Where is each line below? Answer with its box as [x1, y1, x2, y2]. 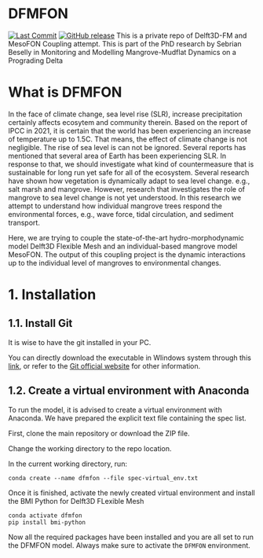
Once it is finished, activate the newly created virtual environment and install [8, 488, 255, 497]
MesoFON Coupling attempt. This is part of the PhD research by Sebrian [8, 39, 242, 48]
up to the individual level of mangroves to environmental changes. [8, 258, 221, 267]
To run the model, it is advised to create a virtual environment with [8, 405, 222, 414]
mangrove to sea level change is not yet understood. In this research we [8, 193, 242, 202]
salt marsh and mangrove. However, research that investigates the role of [8, 184, 246, 193]
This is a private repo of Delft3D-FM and [116, 31, 247, 40]
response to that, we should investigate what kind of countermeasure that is [8, 159, 254, 169]
